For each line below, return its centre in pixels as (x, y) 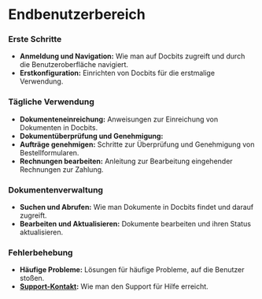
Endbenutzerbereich (77, 15)
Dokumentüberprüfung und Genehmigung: (91, 136)
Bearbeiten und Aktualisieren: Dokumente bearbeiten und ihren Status (135, 224)
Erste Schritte (35, 39)
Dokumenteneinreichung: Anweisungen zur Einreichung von (119, 119)
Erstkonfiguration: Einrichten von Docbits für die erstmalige (117, 73)
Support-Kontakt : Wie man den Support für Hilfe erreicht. (114, 286)
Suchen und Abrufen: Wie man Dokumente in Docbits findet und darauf (137, 207)
